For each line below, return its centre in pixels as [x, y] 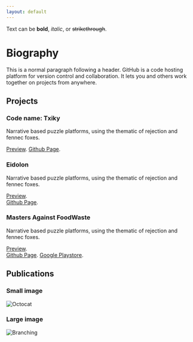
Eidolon [17, 165]
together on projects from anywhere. [52, 82]
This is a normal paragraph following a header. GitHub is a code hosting [95, 69]
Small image [25, 291]
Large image [25, 319]
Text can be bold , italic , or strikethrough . [56, 29]
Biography [32, 53]
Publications [30, 274]
